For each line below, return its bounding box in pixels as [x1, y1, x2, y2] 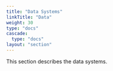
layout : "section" [6, 42, 52, 48]
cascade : [6, 31, 28, 37]
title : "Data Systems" [6, 8, 63, 15]
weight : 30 [6, 20, 33, 25]
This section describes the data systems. [6, 57, 108, 65]
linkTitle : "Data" [6, 14, 52, 20]
